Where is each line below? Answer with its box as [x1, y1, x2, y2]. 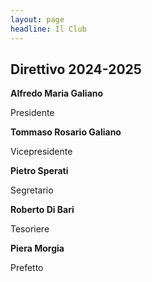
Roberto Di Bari [10, 204, 75, 216]
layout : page [10, 14, 65, 25]
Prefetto [10, 262, 44, 274]
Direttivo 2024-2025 [10, 61, 142, 78]
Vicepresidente [10, 146, 73, 158]
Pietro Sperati [10, 165, 69, 177]
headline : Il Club [10, 24, 87, 34]
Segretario [10, 184, 54, 196]
